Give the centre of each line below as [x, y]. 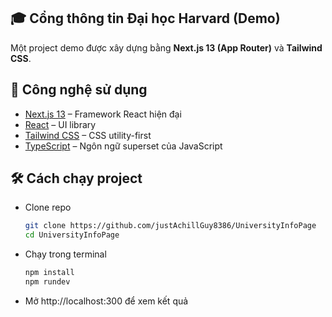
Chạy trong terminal [65, 254]
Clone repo [48, 207]
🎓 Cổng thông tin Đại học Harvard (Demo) [145, 18]
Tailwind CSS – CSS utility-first [88, 135]
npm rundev [47, 282]
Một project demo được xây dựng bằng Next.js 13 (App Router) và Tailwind [166, 47]
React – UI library [60, 124]
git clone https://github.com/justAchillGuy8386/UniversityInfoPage [170, 226]
